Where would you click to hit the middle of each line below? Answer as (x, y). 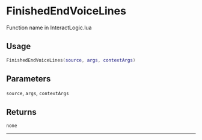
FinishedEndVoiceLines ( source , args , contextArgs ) (71, 60)
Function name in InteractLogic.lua (49, 28)
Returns (22, 112)
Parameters (29, 79)
